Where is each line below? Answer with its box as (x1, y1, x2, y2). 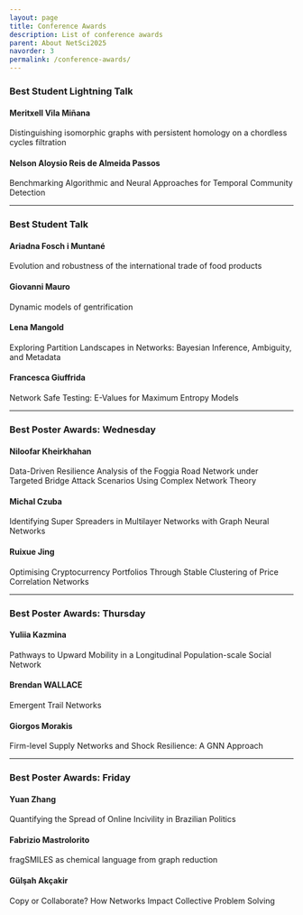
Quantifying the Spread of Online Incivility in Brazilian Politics (9, 814, 236, 825)
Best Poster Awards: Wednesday (9, 423, 156, 436)
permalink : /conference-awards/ (9, 55, 131, 64)
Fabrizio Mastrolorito (9, 834, 90, 845)
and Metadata (9, 351, 61, 362)
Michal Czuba (9, 495, 63, 506)
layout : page (9, 13, 59, 23)
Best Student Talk (9, 218, 88, 231)
